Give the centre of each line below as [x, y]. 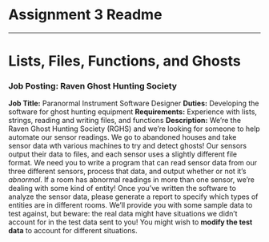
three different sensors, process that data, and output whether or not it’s [127, 171]
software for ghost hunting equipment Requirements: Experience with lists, [133, 112]
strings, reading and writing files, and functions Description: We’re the [125, 121]
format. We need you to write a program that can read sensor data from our [133, 163]
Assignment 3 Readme [85, 15]
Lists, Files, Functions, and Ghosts [125, 61]
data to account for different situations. [73, 231]
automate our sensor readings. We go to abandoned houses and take [122, 137]
